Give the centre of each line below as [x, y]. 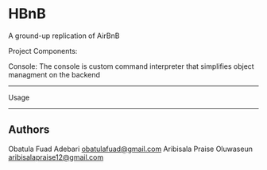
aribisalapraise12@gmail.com [56, 157]
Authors [29, 130]
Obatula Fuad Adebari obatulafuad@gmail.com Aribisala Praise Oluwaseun [130, 149]
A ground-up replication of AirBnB [64, 36]
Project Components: [43, 51]
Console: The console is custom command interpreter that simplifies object [131, 66]
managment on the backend [54, 74]
